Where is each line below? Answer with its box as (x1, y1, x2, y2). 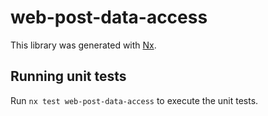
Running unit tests (10, 68, 127, 85)
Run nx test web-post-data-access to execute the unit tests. (10, 94, 259, 106)
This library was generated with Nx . (10, 39, 157, 51)
